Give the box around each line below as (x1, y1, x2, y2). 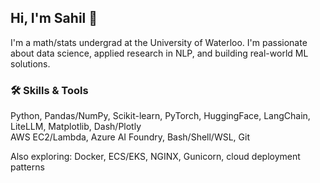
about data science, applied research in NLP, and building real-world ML (10, 47, 309, 59)
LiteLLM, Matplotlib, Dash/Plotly (10, 121, 142, 133)
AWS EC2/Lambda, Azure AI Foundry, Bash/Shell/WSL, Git (10, 131, 250, 143)
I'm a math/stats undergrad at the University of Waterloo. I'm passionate (10, 36, 308, 48)
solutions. (10, 57, 51, 70)
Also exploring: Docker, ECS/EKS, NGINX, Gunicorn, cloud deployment (10, 151, 301, 163)
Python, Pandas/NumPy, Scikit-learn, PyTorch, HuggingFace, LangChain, (10, 110, 311, 122)
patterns (10, 161, 45, 173)
